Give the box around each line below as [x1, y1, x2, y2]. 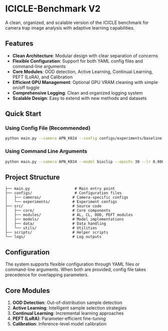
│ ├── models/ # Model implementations [5, 217, 124, 222]
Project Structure [5, 173, 60, 181]
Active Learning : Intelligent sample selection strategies [12, 304, 127, 310]
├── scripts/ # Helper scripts [5, 230, 108, 235]
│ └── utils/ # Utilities [5, 225, 97, 230]
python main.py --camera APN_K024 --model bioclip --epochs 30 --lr [5, 159, 151, 164]
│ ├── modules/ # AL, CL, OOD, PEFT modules [5, 212, 133, 217]
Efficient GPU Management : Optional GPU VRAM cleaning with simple [12, 79, 158, 85]
